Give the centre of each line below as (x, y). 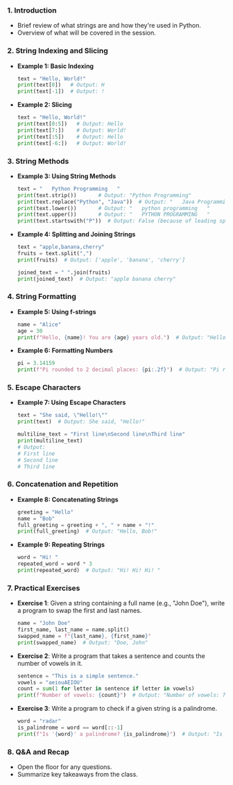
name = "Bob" (36, 519)
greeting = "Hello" (45, 512)
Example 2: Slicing (44, 105)
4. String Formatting (42, 297)
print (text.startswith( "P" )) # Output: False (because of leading (116, 221)
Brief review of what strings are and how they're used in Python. (109, 26)
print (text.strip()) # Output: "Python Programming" (104, 195)
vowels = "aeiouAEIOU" (50, 682)
